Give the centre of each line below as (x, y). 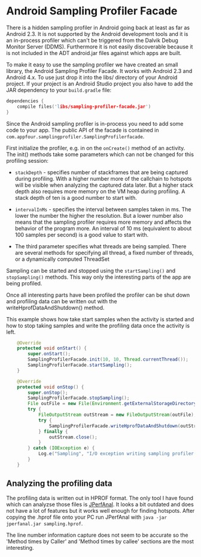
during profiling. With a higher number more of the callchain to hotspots (103, 178)
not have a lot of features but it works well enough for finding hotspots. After (100, 510)
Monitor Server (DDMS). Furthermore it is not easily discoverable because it (100, 47)
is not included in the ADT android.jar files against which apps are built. (94, 53)
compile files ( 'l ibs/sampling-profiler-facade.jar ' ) (84, 106)
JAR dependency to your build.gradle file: (59, 90)
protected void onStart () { (52, 348)
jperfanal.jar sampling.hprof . (45, 523)
